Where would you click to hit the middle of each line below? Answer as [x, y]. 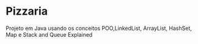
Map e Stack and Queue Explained [49, 34]
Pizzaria [27, 11]
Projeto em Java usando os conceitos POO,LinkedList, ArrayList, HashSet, [99, 28]
